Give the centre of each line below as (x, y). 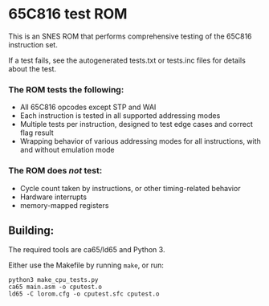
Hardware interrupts (53, 197)
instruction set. (33, 44)
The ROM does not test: (55, 171)
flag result (37, 133)
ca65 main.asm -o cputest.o (55, 287)
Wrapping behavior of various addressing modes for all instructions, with (140, 141)
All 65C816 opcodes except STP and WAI (88, 107)
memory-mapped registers (64, 205)
